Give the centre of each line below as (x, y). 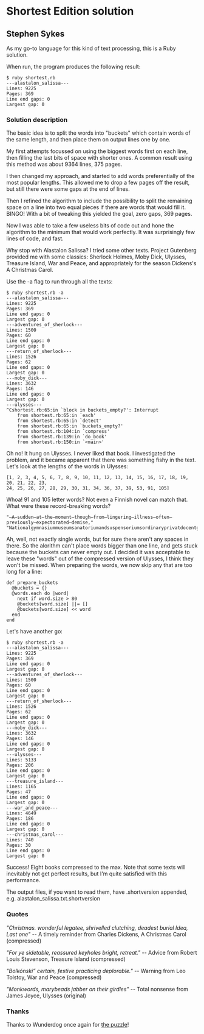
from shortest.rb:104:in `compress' (64, 432)
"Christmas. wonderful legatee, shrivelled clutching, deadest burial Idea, (97, 927)
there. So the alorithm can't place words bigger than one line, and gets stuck (102, 546)
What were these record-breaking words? (59, 506)
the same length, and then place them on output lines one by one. (89, 140)
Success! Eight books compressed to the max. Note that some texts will (96, 868)
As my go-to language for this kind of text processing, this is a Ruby (91, 48)
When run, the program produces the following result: (73, 66)
